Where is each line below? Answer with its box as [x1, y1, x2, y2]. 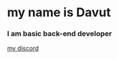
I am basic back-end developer [7, 29, 112, 39]
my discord [7, 44, 39, 52]
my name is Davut [7, 5, 111, 20]
